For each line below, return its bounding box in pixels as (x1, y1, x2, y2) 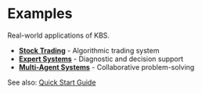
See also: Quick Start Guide (7, 78, 96, 87)
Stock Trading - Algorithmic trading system (18, 45, 160, 55)
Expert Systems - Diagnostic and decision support (18, 54, 184, 63)
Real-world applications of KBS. (7, 31, 110, 40)
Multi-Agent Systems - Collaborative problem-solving (18, 62, 195, 71)
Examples (7, 5, 73, 23)
